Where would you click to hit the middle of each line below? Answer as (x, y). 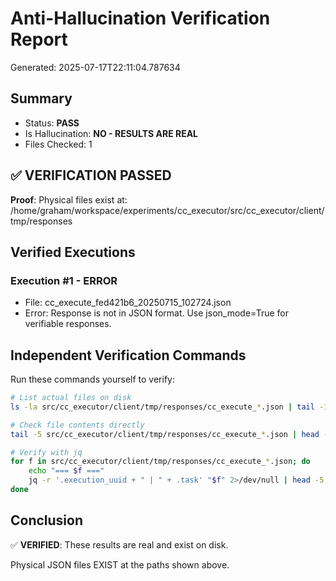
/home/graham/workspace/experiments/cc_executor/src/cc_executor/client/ (167, 210)
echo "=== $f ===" (66, 471)
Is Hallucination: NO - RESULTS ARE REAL (111, 133)
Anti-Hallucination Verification (140, 18)
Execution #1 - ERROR (64, 280)
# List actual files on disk (71, 398)
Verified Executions (73, 252)
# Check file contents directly (77, 425)
